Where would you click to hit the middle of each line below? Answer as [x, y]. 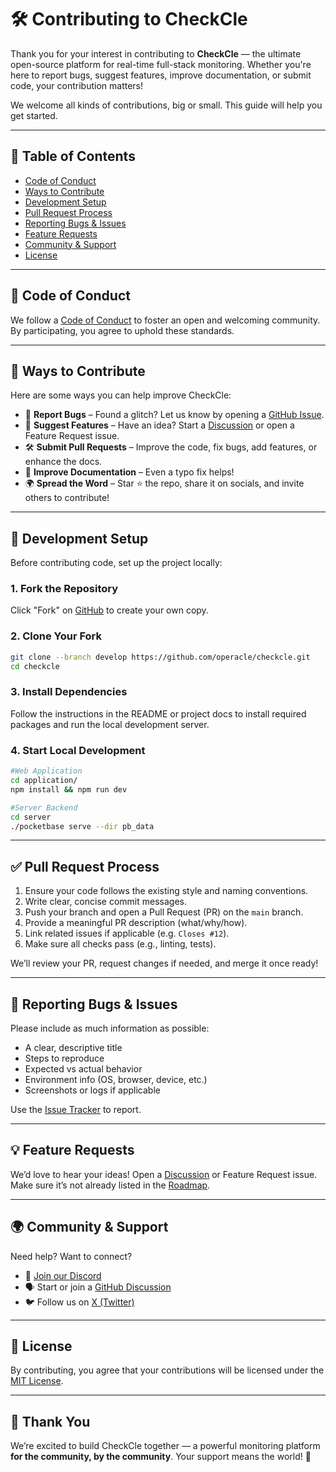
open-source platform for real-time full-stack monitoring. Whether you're [161, 64]
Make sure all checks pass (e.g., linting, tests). [120, 944]
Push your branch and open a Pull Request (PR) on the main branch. [164, 912]
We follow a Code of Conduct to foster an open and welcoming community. [165, 320]
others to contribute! [67, 498]
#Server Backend [44, 807]
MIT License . [37, 1381]
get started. [34, 115]
